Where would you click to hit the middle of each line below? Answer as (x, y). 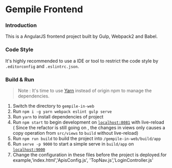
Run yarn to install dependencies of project (58, 117)
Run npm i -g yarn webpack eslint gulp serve (62, 111)
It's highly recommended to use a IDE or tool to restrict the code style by (82, 61)
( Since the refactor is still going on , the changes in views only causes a (89, 128)
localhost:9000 (29, 150)
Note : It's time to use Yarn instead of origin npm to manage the (85, 91)
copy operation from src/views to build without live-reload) (76, 133)
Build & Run (20, 79)
